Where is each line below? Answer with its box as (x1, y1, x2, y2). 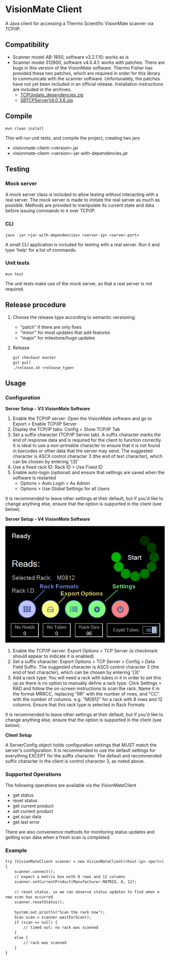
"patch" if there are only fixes (20, 324, 82, 330)
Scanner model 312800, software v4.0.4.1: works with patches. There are (12, 59, 165, 65)
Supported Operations (5, 771, 62, 778)
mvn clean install (5, 126, 44, 131)
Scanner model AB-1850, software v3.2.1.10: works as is (12, 54, 129, 60)
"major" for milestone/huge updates (20, 335, 95, 341)
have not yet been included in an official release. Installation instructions (12, 81, 163, 87)
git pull (12, 360, 31, 365)
